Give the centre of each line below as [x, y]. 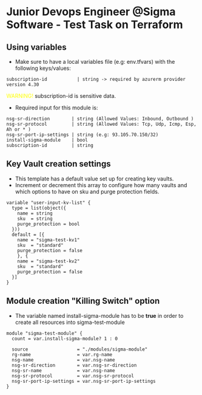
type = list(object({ [39, 208]
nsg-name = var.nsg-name [63, 360]
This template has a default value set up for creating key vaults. [94, 179]
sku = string [35, 218]
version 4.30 [23, 84]
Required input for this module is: [56, 108]
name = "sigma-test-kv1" [49, 240]
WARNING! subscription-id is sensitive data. [61, 96]
